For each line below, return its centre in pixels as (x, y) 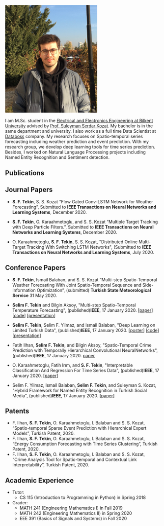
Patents (17, 411)
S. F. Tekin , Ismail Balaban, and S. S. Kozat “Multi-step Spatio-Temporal (84, 280)
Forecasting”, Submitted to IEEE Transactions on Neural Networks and (84, 207)
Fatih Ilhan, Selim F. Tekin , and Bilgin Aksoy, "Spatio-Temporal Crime (82, 345)
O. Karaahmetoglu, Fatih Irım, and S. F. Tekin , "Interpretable (72, 365)
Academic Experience (40, 480)
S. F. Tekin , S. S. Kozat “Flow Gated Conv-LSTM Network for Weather (82, 201)
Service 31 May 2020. (35, 295)
